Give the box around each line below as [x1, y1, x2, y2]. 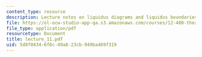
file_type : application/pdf [6, 25, 77, 31]
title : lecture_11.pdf [6, 36, 63, 42]
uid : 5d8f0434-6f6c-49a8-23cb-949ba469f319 [6, 42, 117, 48]
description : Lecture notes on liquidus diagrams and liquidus [6, 14, 168, 20]
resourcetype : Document [6, 31, 66, 37]
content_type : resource [6, 8, 66, 15]
